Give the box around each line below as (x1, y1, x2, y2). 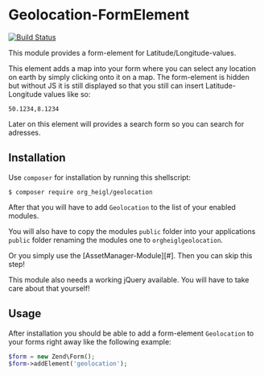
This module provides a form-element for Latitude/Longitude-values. (8, 48, 237, 57)
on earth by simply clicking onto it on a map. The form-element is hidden (8, 72, 250, 81)
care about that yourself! (8, 283, 90, 293)
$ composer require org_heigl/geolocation (8, 188, 153, 196)
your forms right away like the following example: (8, 336, 171, 346)
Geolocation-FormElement (8, 6, 190, 24)
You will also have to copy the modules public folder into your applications (8, 226, 256, 236)
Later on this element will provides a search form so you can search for (8, 119, 245, 128)
